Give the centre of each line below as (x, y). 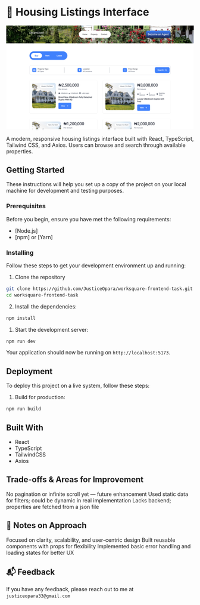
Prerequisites (26, 206)
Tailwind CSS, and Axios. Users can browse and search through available (96, 145)
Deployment (29, 371)
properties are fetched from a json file (53, 507)
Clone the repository (40, 277)
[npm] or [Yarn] (34, 237)
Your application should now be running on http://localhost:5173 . (88, 353)
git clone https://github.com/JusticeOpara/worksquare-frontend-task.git (100, 289)
